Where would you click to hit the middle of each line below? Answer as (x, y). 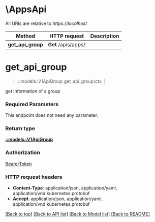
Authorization (23, 152)
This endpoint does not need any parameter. (52, 115)
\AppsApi (26, 9)
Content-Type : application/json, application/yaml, (65, 188)
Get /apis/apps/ (67, 44)
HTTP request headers (34, 177)
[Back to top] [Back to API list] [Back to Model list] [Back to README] (77, 214)
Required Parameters (32, 104)
